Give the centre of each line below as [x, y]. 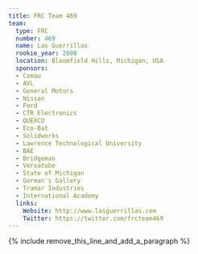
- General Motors [45, 91]
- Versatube [36, 166]
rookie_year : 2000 [47, 53]
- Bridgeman [36, 158]
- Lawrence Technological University [79, 143]
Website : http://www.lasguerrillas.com [90, 210]
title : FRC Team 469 [43, 16]
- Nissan [30, 98]
